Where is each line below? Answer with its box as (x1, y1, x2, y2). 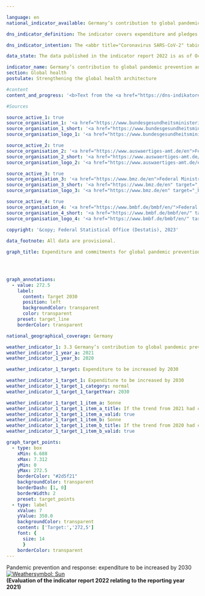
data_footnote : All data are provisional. (6, 238, 116, 245)
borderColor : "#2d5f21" (17, 473, 78, 480)
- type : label (12, 502, 48, 508)
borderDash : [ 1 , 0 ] (17, 485, 67, 491)
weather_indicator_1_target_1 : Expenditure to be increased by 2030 (6, 377, 184, 384)
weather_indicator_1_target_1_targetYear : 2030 (6, 389, 130, 395)
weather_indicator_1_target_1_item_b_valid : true (6, 429, 135, 435)
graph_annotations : (6, 276, 56, 282)
